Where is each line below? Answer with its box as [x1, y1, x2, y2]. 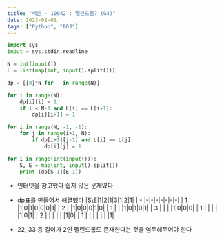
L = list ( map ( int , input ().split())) [7, 67, 116, 74]
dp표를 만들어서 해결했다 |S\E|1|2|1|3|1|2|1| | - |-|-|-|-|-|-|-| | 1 [17, 196, 187, 204]
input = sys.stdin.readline [7, 48, 88, 55]
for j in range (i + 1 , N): [19, 130, 91, 137]
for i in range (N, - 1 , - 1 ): [7, 123, 88, 131]
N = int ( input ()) [7, 61, 57, 68]
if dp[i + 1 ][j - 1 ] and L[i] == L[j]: [32, 137, 134, 143]
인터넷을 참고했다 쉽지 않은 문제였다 [17, 181, 114, 190]
